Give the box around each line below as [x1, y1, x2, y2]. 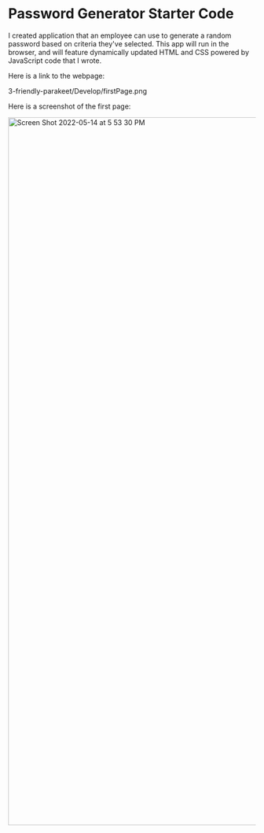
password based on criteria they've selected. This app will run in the [8, 39, 229, 48]
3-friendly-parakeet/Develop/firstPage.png [8, 86, 148, 95]
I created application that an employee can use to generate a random [8, 31, 232, 40]
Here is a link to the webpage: [8, 71, 104, 80]
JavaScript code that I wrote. [8, 56, 102, 65]
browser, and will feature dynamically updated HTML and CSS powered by [8, 47, 250, 57]
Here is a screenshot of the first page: [8, 101, 131, 111]
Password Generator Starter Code [8, 5, 234, 23]
